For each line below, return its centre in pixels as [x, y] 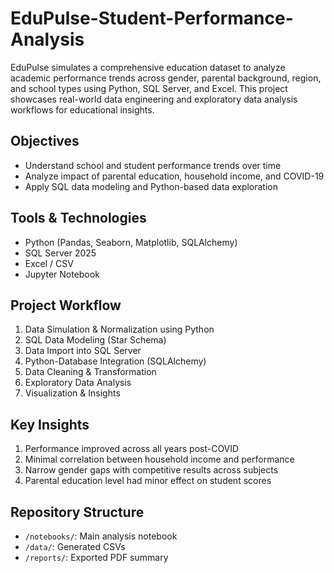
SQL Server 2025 [60, 253]
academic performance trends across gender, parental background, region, [166, 78]
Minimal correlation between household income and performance [159, 459]
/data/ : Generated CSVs [75, 546]
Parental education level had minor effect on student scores [148, 481]
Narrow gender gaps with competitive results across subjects [151, 470]
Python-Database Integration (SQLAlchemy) [115, 361]
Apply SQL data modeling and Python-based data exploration [151, 186]
